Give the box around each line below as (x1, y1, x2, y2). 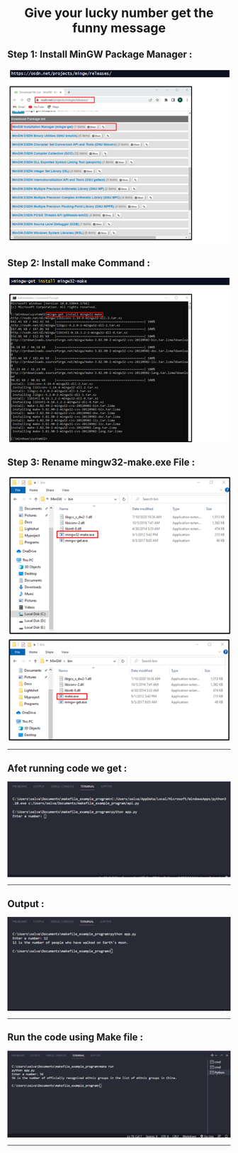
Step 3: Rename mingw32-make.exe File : (7, 456, 195, 468)
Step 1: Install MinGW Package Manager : (7, 48, 193, 60)
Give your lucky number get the (24, 5, 214, 21)
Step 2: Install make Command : (7, 257, 151, 269)
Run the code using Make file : (7, 1031, 144, 1043)
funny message (72, 20, 166, 36)
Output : (7, 898, 45, 910)
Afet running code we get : (7, 762, 127, 774)
